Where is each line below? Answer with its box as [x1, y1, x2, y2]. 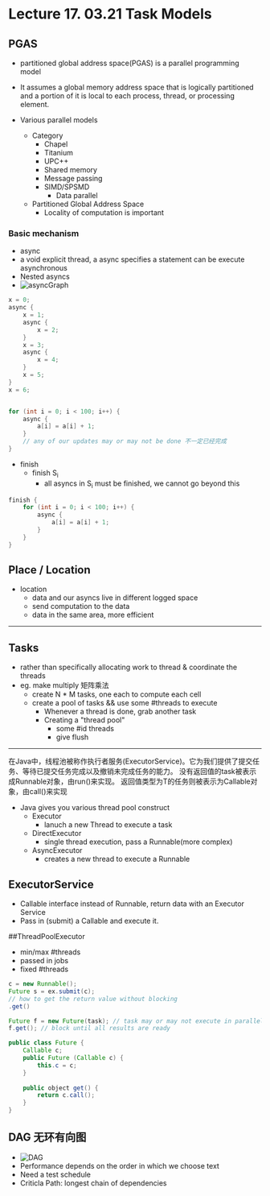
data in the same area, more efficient [31, 610, 154, 620]
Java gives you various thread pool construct [19, 803, 170, 813]
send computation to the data [31, 602, 130, 611]
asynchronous [19, 263, 68, 273]
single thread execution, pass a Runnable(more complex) [43, 837, 233, 846]
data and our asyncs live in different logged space [31, 593, 198, 602]
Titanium [43, 148, 74, 157]
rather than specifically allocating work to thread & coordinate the [19, 662, 238, 672]
